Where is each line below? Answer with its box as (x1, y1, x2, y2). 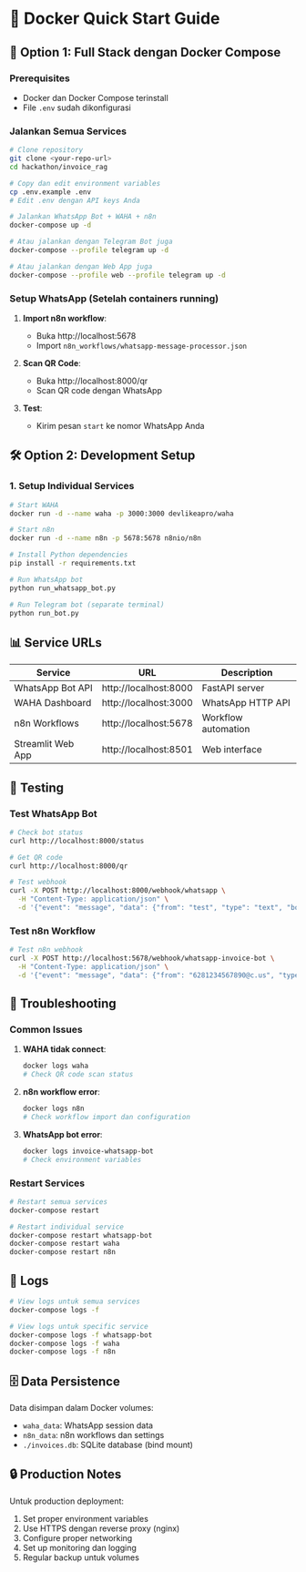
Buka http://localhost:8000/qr (36, 375, 148, 386)
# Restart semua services (9, 1197, 107, 1206)
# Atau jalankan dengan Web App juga (9, 261, 153, 271)
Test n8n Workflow (9, 924, 96, 937)
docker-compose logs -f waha (9, 1339, 120, 1348)
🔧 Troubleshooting (9, 996, 117, 1012)
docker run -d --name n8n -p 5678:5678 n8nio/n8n (9, 534, 202, 543)
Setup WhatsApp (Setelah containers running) (9, 291, 219, 304)
